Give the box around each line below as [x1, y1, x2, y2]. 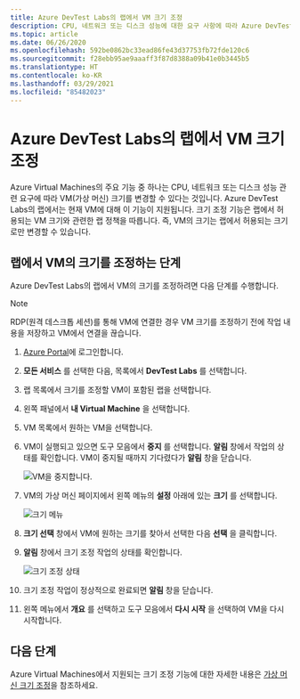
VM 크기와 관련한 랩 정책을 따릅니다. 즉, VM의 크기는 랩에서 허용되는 [33, 215, 272, 226]
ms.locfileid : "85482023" [10, 87, 106, 96]
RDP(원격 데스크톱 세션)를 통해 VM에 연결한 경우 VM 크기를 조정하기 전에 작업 [10, 317, 281, 328]
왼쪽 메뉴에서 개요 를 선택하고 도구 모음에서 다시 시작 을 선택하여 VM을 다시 [22, 604, 285, 614]
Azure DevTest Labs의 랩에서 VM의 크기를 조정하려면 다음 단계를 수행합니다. [10, 280, 280, 291]
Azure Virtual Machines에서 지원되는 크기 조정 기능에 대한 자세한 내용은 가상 [10, 669, 279, 679]
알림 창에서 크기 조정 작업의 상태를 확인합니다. [22, 547, 183, 557]
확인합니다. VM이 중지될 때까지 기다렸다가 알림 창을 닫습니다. [39, 452, 252, 463]
